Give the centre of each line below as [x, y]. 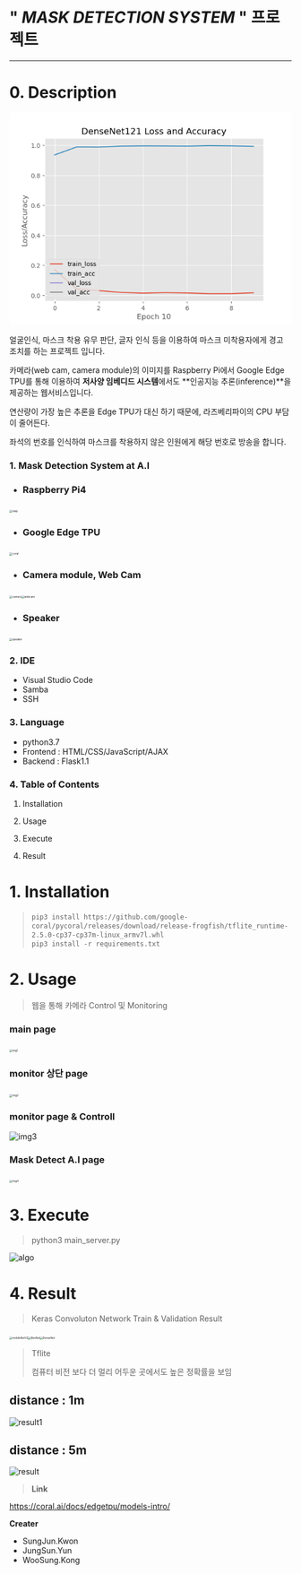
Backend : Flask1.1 [56, 761]
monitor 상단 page [49, 1073]
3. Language [37, 722]
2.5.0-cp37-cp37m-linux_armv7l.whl [98, 935]
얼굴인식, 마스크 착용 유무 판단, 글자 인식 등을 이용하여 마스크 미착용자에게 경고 [146, 340]
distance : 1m [47, 1401]
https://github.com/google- [136, 917]
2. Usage [43, 979]
